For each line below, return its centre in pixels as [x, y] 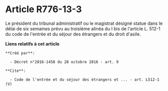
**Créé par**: [20, 53]
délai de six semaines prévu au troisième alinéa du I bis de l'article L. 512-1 [83, 28]
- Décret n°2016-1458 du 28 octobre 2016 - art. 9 [64, 62]
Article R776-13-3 [44, 9]
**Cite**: [16, 71]
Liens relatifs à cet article [32, 43]
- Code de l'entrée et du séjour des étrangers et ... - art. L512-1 [85, 79]
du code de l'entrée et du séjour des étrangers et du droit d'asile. [73, 34]
